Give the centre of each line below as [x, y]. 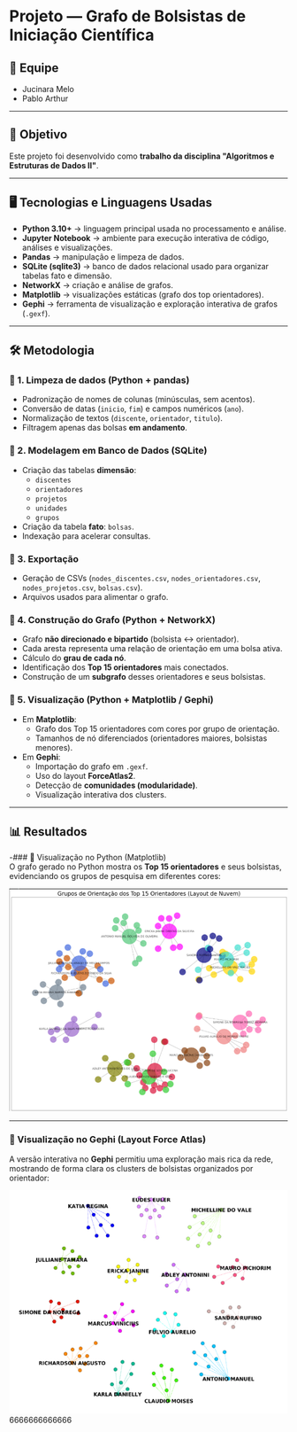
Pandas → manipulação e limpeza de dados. [103, 257]
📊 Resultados [48, 832]
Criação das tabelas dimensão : [79, 470]
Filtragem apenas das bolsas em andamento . [105, 428]
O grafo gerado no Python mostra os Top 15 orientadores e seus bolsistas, [145, 867]
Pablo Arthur [45, 98]
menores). [54, 747]
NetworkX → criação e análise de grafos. [98, 284]
